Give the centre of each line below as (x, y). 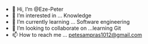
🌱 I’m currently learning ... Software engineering (71, 22)
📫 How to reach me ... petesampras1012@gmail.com (77, 35)
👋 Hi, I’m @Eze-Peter (38, 9)
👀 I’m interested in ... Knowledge (51, 15)
